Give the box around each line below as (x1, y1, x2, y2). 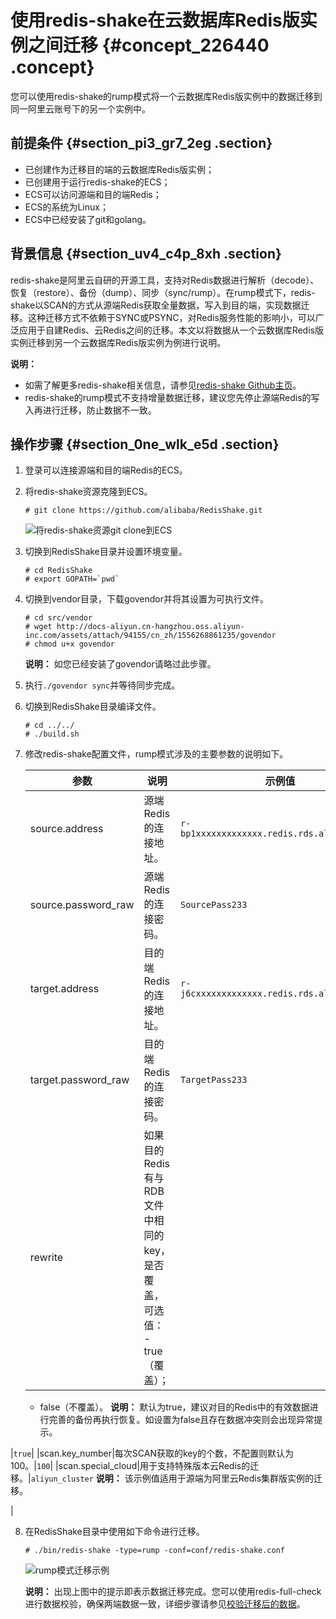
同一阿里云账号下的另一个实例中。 (10, 102, 151, 115)
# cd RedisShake (24, 566, 93, 576)
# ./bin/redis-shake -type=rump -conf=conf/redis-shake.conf (24, 1546, 286, 1556)
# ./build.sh (24, 729, 80, 740)
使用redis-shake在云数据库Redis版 (10, 9, 300, 32)
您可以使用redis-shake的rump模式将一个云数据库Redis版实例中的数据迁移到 (10, 90, 323, 102)
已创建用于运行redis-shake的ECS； (24, 176, 171, 188)
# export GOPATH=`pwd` (24, 574, 120, 585)
